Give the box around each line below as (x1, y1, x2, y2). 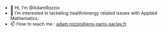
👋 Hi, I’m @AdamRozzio (10, 5, 60, 10)
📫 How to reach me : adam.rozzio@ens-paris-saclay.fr (10, 21, 127, 27)
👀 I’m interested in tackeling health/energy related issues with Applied (10, 10, 157, 16)
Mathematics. (10, 15, 39, 21)
